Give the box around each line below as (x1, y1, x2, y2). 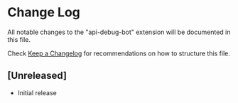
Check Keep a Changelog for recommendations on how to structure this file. (7, 49, 231, 58)
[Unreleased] (7, 70, 67, 82)
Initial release (17, 88, 57, 97)
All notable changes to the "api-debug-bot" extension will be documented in (7, 28, 231, 36)
